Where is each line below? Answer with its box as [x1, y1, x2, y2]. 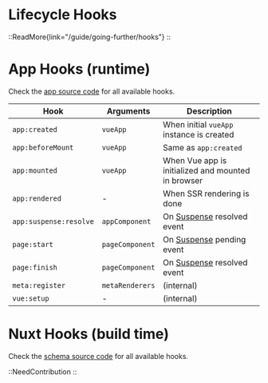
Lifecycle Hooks [8, 6, 117, 24]
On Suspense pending [163, 233, 246, 245]
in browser [163, 174, 203, 186]
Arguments [106, 106, 151, 117]
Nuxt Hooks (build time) [8, 325, 169, 343]
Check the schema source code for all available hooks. [8, 351, 189, 361]
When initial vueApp [163, 118, 234, 130]
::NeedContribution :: [8, 366, 77, 377]
